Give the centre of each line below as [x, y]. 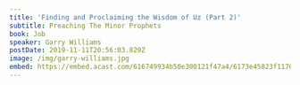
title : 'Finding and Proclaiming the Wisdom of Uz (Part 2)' [125, 17]
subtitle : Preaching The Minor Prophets [86, 26]
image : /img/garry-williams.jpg [69, 58]
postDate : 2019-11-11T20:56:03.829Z [77, 50]
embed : [21, 67]
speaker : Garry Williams [55, 42]
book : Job [28, 34]
